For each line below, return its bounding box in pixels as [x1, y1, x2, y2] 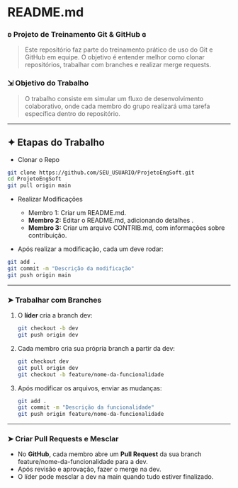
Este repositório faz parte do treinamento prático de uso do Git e [24, 45, 213, 54]
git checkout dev [17, 358, 69, 365]
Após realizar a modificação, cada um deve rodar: [17, 245, 164, 253]
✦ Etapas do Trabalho [7, 136, 105, 149]
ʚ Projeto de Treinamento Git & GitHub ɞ [7, 30, 147, 40]
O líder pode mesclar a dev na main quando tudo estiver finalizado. [17, 472, 214, 481]
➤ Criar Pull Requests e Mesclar [7, 434, 119, 444]
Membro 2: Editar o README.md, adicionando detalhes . [28, 216, 194, 225]
